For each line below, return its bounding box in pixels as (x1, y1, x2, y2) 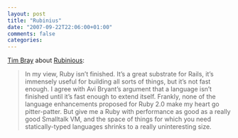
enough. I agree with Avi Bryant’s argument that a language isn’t (24, 85, 212, 93)
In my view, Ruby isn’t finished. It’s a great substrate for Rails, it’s (24, 70, 215, 79)
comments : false (7, 30, 55, 38)
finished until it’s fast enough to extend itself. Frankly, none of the (24, 93, 216, 101)
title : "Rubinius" (7, 17, 62, 24)
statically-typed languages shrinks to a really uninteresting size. (24, 122, 212, 131)
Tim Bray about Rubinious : (7, 56, 85, 64)
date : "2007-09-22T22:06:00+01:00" (7, 23, 113, 30)
